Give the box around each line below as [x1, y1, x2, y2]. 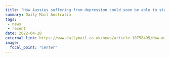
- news [7, 21, 22, 27]
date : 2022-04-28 [5, 31, 42, 36]
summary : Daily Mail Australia [5, 12, 71, 17]
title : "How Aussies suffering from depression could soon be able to [5, 7, 157, 13]
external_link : [5, 36, 37, 41]
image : [5, 40, 19, 45]
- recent [7, 26, 26, 31]
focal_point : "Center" [10, 45, 58, 50]
